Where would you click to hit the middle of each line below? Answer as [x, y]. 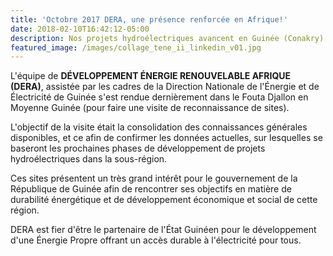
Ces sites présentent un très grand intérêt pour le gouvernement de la [154, 178]
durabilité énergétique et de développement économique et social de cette [164, 200]
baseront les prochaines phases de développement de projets [138, 148]
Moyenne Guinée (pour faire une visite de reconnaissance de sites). [150, 108]
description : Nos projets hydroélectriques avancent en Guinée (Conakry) [167, 38]
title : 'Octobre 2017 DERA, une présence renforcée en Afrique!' [149, 19]
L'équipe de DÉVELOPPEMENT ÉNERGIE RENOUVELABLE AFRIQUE [151, 76]
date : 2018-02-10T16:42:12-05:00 [80, 29]
